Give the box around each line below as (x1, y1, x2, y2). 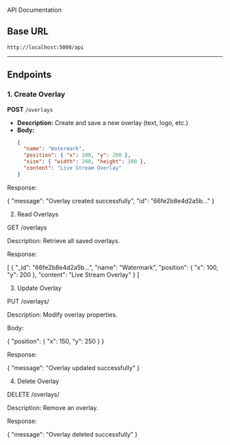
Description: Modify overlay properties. (7, 310, 118, 319)
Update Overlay (16, 284, 62, 292)
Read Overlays (16, 209, 59, 218)
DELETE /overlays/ (7, 390, 60, 398)
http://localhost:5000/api (7, 44, 84, 51)
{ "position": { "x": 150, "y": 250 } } (7, 336, 105, 345)
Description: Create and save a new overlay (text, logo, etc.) (16, 118, 188, 126)
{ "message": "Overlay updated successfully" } (7, 363, 140, 372)
